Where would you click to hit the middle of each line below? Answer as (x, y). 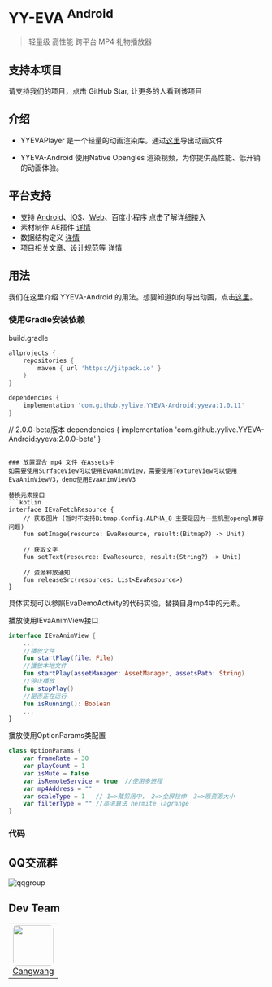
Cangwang (33, 971)
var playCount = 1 (54, 766)
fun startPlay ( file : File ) (69, 658)
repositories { (49, 360)
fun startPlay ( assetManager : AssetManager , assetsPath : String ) (134, 674)
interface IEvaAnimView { (52, 635)
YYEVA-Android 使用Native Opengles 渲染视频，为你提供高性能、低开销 (140, 157)
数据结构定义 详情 (50, 237)
